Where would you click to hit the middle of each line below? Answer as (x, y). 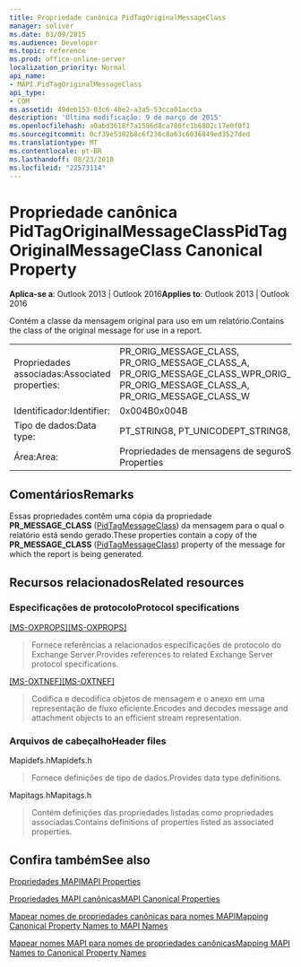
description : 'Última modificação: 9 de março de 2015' (116, 118)
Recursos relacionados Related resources (127, 583)
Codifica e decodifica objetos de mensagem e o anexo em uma (148, 698)
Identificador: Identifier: (62, 411)
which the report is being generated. (77, 554)
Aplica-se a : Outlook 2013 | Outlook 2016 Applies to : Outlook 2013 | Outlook (150, 294)
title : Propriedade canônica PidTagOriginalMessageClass (118, 17)
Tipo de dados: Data (55, 425)
